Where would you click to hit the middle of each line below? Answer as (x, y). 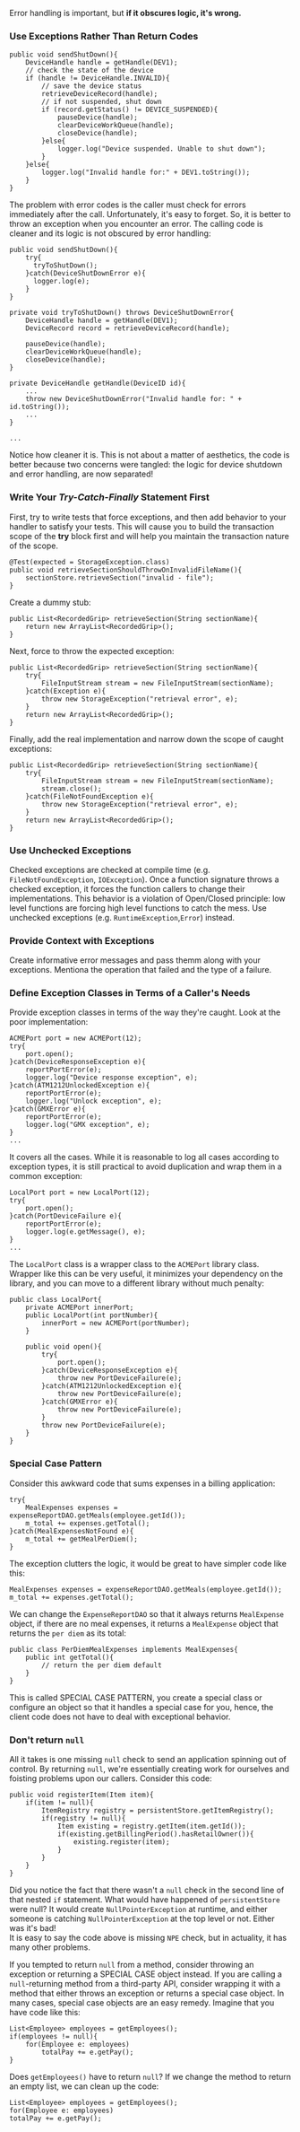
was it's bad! (33, 1928)
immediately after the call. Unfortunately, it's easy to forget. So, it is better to (150, 214)
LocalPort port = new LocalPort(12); (80, 1193)
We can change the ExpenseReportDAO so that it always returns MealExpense (147, 1613)
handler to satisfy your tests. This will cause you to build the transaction (142, 526)
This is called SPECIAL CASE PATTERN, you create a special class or (136, 1697)
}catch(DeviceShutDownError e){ (86, 274)
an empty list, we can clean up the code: (84, 2086)
